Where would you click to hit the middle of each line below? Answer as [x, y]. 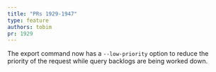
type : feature [28, 20]
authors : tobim [30, 27]
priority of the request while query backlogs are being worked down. [108, 61]
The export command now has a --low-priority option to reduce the [108, 54]
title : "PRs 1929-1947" [42, 14]
